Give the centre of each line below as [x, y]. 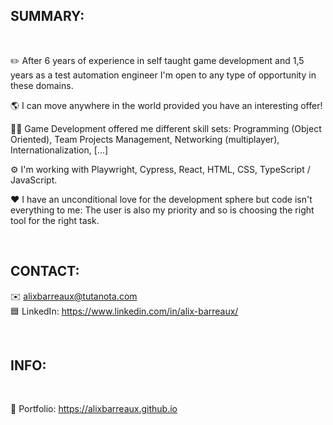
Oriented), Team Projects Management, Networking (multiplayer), [145, 139]
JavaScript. [34, 180]
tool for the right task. [55, 220]
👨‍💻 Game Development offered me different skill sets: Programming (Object [166, 128]
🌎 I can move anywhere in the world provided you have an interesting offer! [166, 105]
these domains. [42, 85]
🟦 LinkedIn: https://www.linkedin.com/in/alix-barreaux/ [124, 311]
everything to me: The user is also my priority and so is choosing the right [162, 210]
